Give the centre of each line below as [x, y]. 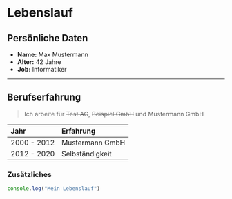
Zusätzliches [29, 174]
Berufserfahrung [44, 97]
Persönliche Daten [48, 38]
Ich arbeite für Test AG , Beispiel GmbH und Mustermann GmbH [114, 114]
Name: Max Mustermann [52, 54]
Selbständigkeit [86, 154]
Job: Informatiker [42, 69]
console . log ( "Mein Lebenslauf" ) [54, 189]
